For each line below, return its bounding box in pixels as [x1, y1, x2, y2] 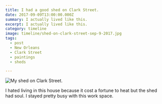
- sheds [10, 59, 26, 64]
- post [10, 41, 24, 46]
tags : [5, 36, 17, 41]
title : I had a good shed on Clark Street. [5, 7, 99, 13]
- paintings [10, 54, 36, 60]
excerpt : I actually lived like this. [5, 21, 88, 27]
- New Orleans [10, 45, 40, 50]
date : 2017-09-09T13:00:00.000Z [5, 12, 74, 17]
